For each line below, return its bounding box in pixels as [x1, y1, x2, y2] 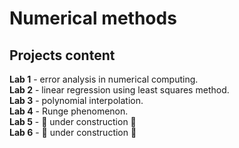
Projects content [9, 47, 116, 64]
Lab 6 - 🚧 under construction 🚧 [9, 127, 137, 138]
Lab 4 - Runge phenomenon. [9, 105, 129, 117]
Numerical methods [9, 7, 177, 30]
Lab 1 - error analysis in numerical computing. [9, 73, 199, 85]
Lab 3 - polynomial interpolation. [9, 95, 144, 106]
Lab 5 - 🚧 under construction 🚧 [9, 116, 137, 127]
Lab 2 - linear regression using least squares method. [9, 84, 230, 96]
